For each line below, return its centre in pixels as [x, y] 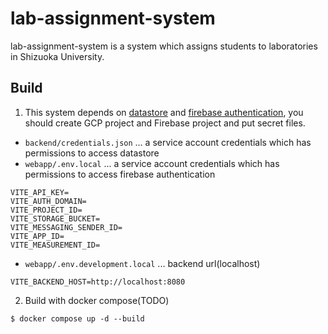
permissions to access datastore [92, 153]
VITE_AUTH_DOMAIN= [48, 201]
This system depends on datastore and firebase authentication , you [164, 112]
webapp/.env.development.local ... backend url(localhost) [142, 263]
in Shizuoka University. [57, 56]
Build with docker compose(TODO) [97, 300]
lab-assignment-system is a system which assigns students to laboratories [164, 46]
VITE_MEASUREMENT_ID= [55, 245]
